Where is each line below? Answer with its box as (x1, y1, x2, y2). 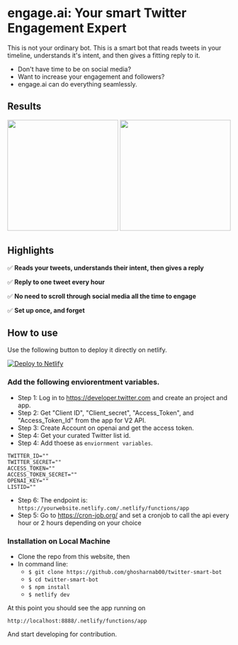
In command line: (17, 559, 69, 568)
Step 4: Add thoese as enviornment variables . (17, 439, 154, 447)
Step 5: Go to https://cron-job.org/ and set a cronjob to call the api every (17, 511, 229, 519)
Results (7, 101, 42, 113)
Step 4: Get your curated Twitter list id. (17, 431, 131, 439)
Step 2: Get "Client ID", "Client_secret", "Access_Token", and (17, 408, 194, 417)
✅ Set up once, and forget (7, 306, 85, 314)
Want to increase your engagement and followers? (17, 72, 165, 81)
